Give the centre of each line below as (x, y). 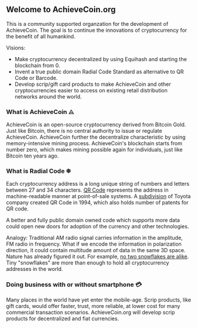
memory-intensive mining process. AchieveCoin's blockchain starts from (94, 143)
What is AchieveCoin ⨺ (40, 112)
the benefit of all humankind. (41, 36)
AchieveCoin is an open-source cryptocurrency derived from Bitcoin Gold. (96, 125)
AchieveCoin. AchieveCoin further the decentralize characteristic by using (96, 137)
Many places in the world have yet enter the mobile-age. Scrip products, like (98, 300)
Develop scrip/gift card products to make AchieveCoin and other (93, 84)
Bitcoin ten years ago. (33, 156)
